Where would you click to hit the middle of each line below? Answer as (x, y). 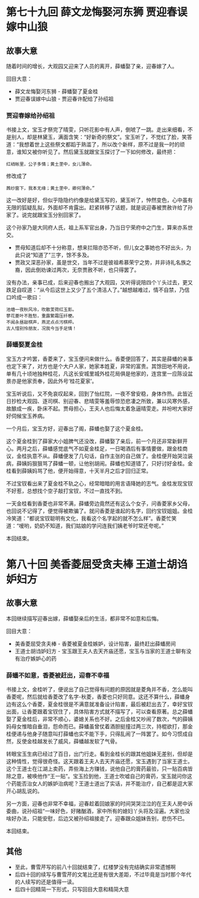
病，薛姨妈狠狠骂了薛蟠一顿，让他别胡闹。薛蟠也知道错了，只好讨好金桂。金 (99, 463)
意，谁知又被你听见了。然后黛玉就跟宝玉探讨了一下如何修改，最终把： (92, 152)
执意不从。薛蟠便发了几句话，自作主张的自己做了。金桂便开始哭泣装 (110, 456)
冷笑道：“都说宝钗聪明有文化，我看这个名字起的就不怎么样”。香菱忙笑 (92, 518)
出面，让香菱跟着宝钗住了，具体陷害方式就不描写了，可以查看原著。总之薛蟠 (99, 711)
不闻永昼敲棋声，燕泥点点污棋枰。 (41, 322)
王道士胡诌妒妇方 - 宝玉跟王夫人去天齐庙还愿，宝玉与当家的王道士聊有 (100, 651)
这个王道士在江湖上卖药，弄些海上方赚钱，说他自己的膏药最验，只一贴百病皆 (99, 769)
